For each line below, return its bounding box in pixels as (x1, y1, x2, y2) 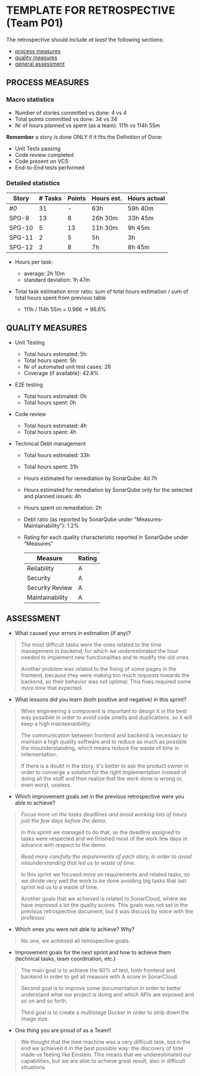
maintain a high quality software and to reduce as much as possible (20, 738, 187, 745)
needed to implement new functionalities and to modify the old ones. (20, 653, 190, 661)
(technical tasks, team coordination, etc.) (14, 955, 116, 962)
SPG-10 (9, 223, 33, 232)
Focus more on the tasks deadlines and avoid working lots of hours (20, 810, 187, 818)
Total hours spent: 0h (23, 399, 76, 406)
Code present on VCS (14, 158, 69, 165)
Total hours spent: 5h (23, 356, 76, 364)
